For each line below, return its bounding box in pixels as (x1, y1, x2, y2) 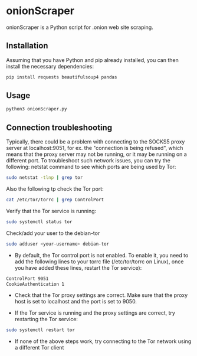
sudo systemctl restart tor (6, 327, 75, 333)
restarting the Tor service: (14, 316, 78, 323)
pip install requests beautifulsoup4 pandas (6, 74, 117, 80)
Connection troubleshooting (6, 122, 113, 132)
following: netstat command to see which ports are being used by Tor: (6, 164, 176, 171)
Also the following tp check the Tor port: (6, 185, 104, 192)
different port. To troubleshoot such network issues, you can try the (6, 157, 171, 164)
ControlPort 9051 (6, 276, 49, 282)
